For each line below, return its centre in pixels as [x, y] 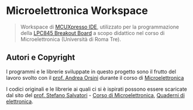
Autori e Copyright [41, 57]
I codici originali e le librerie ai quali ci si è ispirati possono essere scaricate [96, 89]
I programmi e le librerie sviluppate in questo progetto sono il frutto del [91, 72]
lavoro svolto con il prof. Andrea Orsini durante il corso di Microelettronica [95, 77]
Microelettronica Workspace [77, 11]
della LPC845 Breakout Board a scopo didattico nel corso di [92, 33]
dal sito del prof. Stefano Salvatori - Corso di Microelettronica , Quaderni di [96, 95]
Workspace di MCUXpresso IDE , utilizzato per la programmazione [100, 27]
